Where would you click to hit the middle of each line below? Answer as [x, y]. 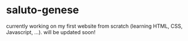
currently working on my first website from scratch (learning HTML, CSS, [95, 26]
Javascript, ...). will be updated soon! [51, 32]
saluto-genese [43, 10]
